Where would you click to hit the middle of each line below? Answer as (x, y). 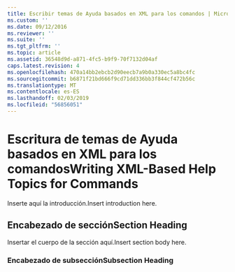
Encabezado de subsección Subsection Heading (90, 260)
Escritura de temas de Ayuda (93, 139)
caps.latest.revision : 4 (43, 66)
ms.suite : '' (26, 40)
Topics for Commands (73, 184)
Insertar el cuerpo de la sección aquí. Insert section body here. (97, 242)
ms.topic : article (34, 53)
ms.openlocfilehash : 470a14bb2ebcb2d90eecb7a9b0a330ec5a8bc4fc (101, 72)
